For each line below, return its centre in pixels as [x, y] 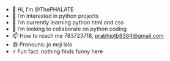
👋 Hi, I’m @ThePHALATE [43, 9]
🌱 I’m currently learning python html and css [68, 22]
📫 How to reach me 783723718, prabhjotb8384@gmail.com [88, 36]
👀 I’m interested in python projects [55, 16]
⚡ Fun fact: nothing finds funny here [57, 51]
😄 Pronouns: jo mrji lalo [42, 45]
